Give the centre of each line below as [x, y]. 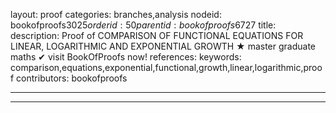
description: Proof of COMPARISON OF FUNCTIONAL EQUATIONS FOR [157, 35]
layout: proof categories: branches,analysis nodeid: [116, 14]
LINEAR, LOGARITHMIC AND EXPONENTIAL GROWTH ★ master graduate [163, 46]
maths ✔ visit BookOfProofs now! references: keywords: [126, 57]
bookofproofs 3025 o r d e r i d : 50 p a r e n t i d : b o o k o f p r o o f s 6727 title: [143, 25]
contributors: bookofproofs [72, 78]
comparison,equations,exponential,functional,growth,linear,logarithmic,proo [166, 67]
